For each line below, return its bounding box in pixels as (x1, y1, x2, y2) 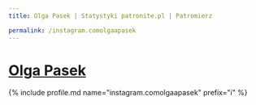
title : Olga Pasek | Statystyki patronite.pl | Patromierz (8, 11, 213, 20)
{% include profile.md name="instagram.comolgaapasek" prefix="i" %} (8, 88, 248, 98)
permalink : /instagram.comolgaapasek (8, 26, 137, 35)
